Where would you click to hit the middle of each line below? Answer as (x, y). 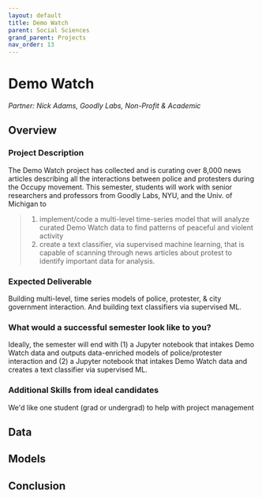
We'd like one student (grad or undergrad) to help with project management (131, 407)
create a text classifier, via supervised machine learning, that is (142, 244)
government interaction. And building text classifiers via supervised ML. (125, 307)
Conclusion (37, 486)
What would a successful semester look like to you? (110, 327)
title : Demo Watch (38, 23)
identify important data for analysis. (97, 260)
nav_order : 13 (32, 45)
